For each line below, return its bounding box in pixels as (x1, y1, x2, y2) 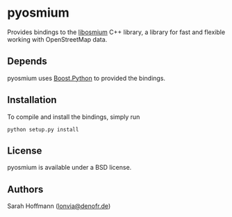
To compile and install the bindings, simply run (7, 113, 140, 121)
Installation (7, 94, 57, 106)
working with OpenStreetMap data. (7, 35, 108, 43)
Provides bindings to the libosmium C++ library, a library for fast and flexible (7, 28, 226, 36)
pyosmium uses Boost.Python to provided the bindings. (7, 74, 165, 82)
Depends (7, 56, 47, 67)
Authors (7, 183, 44, 195)
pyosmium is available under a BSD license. (7, 163, 132, 172)
